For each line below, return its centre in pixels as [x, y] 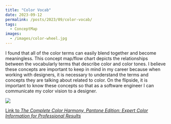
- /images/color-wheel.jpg [39, 39]
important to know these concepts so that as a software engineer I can [80, 85]
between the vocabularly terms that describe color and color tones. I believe [86, 64]
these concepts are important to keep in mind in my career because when [83, 69]
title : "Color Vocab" [28, 10]
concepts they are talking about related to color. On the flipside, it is [77, 80]
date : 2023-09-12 [24, 15]
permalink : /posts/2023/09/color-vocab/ [49, 19]
